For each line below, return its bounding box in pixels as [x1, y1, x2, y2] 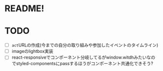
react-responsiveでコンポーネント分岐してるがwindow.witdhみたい [11, 54, 147, 60]
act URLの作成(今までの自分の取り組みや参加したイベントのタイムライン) [11, 42, 159, 48]
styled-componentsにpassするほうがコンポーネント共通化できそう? [16, 61, 154, 67]
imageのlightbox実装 [11, 48, 53, 54]
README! [4, 3, 45, 14]
